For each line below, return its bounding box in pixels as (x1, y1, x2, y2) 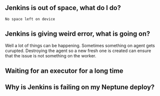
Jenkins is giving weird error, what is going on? (5, 30, 150, 38)
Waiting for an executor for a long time (5, 67, 124, 75)
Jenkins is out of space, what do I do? (5, 4, 121, 12)
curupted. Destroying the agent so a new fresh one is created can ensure (5, 48, 151, 54)
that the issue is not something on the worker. (5, 53, 96, 58)
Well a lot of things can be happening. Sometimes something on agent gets (5, 42, 155, 48)
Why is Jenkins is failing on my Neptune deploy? (5, 83, 155, 91)
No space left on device (5, 16, 55, 21)
